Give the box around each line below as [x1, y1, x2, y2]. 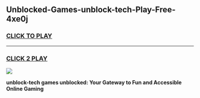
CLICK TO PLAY [6, 32, 52, 40]
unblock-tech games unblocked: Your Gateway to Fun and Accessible [6, 78, 182, 86]
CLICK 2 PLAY [6, 54, 48, 62]
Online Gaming [6, 85, 44, 92]
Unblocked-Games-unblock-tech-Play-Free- [6, 5, 176, 15]
